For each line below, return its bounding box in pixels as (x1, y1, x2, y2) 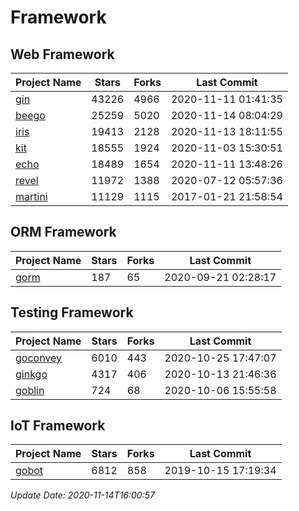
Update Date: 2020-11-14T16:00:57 (10, 489, 155, 501)
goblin (15, 383, 45, 397)
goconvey (15, 351, 63, 365)
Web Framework (10, 46, 115, 63)
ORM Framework (10, 224, 117, 241)
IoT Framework (10, 417, 106, 435)
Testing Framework (10, 304, 134, 321)
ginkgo (15, 367, 48, 381)
